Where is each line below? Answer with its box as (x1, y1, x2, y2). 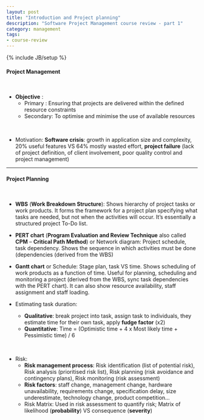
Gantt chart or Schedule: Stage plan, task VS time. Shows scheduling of (15, 263, 196, 270)
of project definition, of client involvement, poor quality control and (15, 149, 183, 156)
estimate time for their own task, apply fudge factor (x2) (24, 319, 166, 326)
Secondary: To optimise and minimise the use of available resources (24, 113, 195, 120)
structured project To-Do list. (15, 220, 88, 227)
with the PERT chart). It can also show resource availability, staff (15, 282, 176, 290)
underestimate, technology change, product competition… (24, 394, 170, 402)
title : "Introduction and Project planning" (6, 15, 121, 21)
